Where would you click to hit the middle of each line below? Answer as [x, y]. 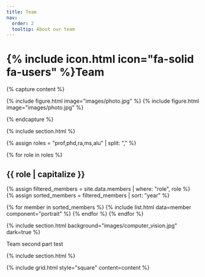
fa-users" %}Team [55, 72]
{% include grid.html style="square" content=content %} [78, 268]
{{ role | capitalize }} [46, 174]
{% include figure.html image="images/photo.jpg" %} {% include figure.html [103, 101]
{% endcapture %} [30, 119]
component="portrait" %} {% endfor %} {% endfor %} [75, 214]
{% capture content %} [35, 89]
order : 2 [23, 23]
